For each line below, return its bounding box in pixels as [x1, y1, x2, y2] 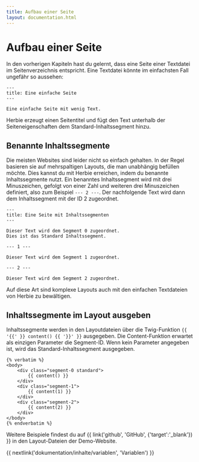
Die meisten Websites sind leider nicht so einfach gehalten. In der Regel [6, 156, 185, 164]
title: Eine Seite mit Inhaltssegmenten [6, 212, 110, 218]
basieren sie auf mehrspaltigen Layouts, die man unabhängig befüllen [6, 163, 180, 170]
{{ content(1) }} [28, 389, 71, 395]
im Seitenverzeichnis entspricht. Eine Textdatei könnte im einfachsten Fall [6, 67, 189, 74]
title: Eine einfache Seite [6, 90, 77, 97]
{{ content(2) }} [28, 405, 71, 411]
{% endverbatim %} [6, 420, 52, 426]
